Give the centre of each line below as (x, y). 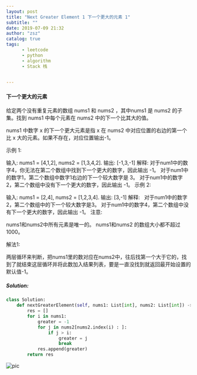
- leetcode (35, 50)
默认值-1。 (19, 272)
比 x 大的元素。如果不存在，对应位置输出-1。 (60, 138)
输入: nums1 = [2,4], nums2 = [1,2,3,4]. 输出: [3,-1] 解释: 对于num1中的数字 (97, 197)
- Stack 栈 (35, 66)
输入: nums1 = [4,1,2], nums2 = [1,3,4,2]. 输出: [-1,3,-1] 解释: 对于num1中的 (95, 163)
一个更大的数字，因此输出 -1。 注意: (59, 212)
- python (32, 55)
